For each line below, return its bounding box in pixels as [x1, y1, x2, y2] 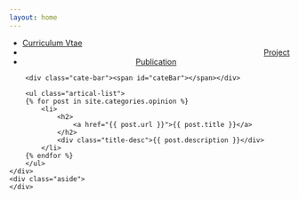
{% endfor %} [25, 151, 74, 160]
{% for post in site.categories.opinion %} [25, 97, 190, 106]
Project [263, 46, 290, 58]
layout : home [9, 12, 58, 22]
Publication [135, 56, 177, 67]
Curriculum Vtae [21, 37, 83, 48]
